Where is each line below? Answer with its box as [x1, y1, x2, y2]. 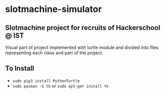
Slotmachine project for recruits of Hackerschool [5, 23, 161, 32]
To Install [5, 64, 34, 73]
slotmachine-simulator [5, 3, 102, 15]
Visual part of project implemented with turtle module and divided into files [5, 44, 159, 50]
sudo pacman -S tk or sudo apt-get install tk [12, 82, 109, 88]
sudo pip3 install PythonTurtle [12, 78, 80, 83]
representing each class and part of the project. [5, 50, 103, 55]
